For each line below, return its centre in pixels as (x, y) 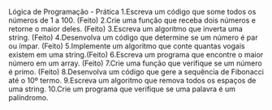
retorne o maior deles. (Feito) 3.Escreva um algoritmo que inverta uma (126, 29)
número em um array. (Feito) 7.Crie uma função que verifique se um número (135, 63)
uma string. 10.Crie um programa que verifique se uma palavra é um (122, 89)
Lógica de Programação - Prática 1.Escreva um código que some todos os (132, 12)
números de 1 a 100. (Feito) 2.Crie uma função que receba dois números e (132, 20)
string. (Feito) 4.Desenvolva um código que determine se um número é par (133, 37)
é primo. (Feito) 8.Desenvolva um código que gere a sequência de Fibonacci (136, 72)
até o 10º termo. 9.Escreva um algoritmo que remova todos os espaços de (132, 80)
